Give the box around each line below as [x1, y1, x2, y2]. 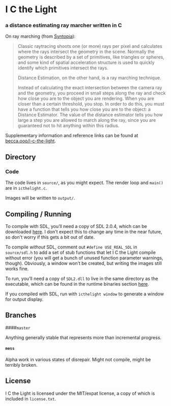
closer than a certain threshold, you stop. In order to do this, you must [17, 101, 164, 107]
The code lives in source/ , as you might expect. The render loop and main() [5, 180, 164, 186]
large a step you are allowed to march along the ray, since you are [17, 117, 156, 123]
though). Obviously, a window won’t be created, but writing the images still [5, 260, 162, 266]
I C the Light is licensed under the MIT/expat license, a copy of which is [5, 390, 155, 396]
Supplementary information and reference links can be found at [5, 133, 138, 139]
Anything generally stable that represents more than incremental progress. [5, 334, 162, 340]
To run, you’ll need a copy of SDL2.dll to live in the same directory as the [5, 275, 158, 282]
